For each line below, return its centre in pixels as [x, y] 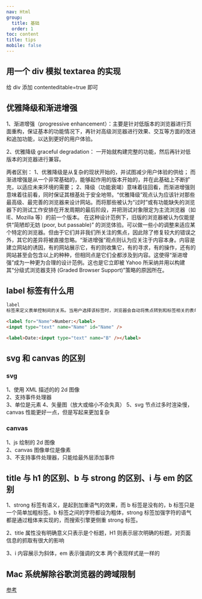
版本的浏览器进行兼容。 [35, 159]
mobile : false [24, 46]
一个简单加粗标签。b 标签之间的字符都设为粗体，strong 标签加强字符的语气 [99, 513]
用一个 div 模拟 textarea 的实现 [64, 71]
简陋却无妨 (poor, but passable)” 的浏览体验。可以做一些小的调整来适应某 [105, 224]
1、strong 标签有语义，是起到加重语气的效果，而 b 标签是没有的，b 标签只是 [100, 505]
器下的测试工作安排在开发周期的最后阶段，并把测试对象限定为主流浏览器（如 [101, 209]
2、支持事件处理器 [29, 397]
